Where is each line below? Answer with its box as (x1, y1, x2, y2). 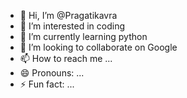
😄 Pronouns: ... (19, 67, 85, 79)
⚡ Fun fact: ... (19, 78, 75, 90)
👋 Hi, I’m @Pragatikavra (19, 10, 118, 21)
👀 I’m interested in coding (19, 20, 126, 32)
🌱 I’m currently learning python (19, 31, 148, 42)
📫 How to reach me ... (19, 53, 113, 64)
